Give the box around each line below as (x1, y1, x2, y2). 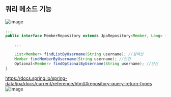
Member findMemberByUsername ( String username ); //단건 (14, 56, 131, 62)
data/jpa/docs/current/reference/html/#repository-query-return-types (5, 80, 152, 86)
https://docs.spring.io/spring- (5, 75, 68, 81)
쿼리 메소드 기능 (5, 5, 52, 14)
